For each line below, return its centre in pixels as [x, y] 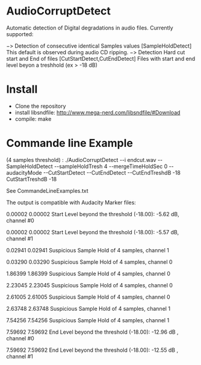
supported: [20, 34]
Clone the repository [40, 106]
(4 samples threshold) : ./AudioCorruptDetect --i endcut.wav [81, 160]
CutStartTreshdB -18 [32, 179]
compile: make [33, 119]
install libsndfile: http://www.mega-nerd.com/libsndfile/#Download [97, 112]
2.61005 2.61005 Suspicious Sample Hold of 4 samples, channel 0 [88, 297]
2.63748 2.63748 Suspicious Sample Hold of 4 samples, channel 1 [88, 308]
